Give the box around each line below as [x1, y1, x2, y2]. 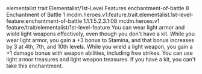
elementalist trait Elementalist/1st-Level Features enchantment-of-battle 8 [6, 5, 189, 11]
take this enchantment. [6, 62, 63, 69]
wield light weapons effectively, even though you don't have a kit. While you [6, 30, 195, 37]
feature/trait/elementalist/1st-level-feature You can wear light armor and [6, 24, 185, 31]
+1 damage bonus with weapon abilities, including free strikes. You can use [6, 49, 193, 57]
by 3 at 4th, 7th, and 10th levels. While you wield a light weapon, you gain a [6, 43, 193, 50]
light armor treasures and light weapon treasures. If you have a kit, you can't [6, 56, 196, 63]
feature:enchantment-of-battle [6, 17, 83, 25]
